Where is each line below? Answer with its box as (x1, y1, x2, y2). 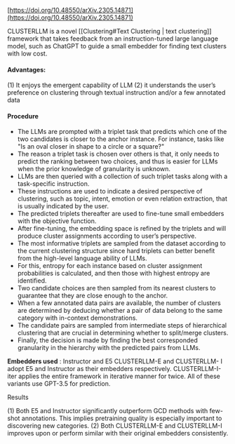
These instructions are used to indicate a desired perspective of (17, 187, 203, 196)
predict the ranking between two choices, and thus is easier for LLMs (17, 157, 218, 166)
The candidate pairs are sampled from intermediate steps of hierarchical (17, 321, 227, 330)
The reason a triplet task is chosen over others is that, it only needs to (17, 150, 220, 159)
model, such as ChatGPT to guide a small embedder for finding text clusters (7, 42, 227, 50)
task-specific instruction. (17, 180, 90, 188)
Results (7, 393, 29, 402)
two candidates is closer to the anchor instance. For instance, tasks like (17, 135, 224, 143)
